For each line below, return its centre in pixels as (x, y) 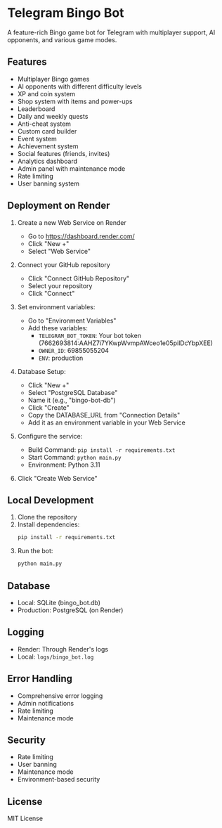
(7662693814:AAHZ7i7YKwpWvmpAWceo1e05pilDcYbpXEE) (125, 343)
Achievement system (48, 146)
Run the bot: (35, 551)
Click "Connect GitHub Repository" (79, 278)
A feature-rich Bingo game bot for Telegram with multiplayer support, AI (111, 32)
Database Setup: (41, 371)
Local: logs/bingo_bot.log (55, 656)
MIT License (25, 819)
